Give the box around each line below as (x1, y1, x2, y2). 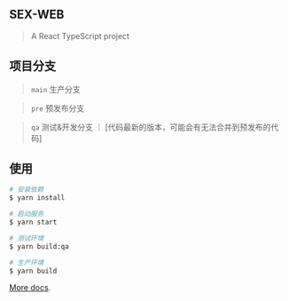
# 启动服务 (9, 210, 44, 218)
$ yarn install (9, 194, 66, 202)
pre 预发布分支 (30, 102, 85, 114)
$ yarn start (9, 218, 58, 227)
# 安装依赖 (9, 186, 44, 194)
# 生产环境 (9, 257, 44, 267)
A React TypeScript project (30, 30, 130, 41)
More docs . (9, 282, 51, 293)
